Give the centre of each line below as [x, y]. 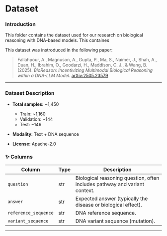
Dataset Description [30, 93]
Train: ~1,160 [33, 114]
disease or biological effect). [109, 205]
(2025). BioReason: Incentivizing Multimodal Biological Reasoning [85, 70]
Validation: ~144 [36, 119]
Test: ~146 [31, 124]
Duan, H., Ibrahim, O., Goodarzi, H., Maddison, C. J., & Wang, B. [82, 65]
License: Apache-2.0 [34, 144]
